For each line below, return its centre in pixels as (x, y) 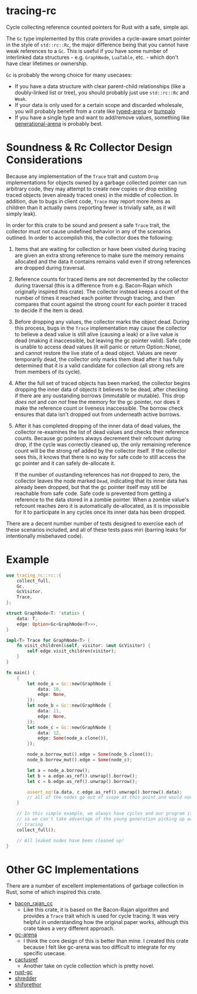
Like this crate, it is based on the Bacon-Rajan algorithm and (96, 910)
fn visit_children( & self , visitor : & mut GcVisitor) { (84, 646)
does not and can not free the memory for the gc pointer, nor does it (97, 401)
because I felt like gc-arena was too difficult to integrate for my (99, 947)
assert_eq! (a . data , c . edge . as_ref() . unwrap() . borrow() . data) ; (105, 792)
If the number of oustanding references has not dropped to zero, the (97, 474)
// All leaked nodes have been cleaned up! (71, 841)
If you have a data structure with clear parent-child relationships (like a (100, 86)
